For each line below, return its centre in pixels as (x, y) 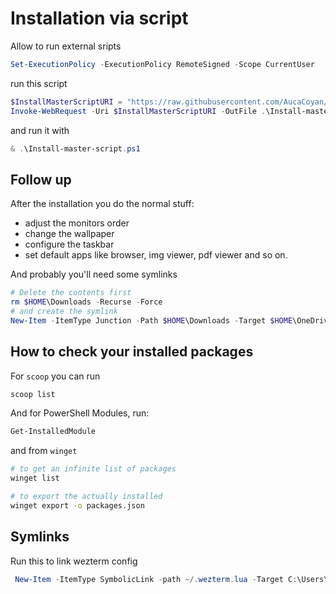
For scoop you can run (55, 376)
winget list (35, 478)
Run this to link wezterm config (74, 561)
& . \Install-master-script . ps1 (75, 148)
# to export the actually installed (86, 497)
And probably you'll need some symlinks (94, 274)
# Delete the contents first (71, 293)
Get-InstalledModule (53, 432)
